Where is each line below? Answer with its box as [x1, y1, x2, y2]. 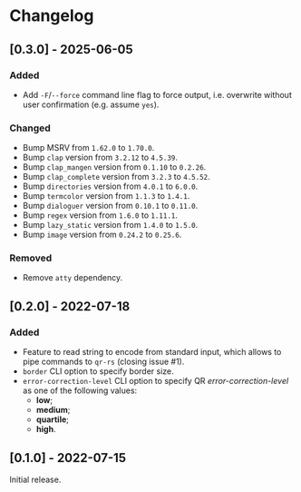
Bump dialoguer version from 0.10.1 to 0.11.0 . [22, 201, 199, 212]
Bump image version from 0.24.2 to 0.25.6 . [22, 229, 182, 241]
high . [35, 424, 56, 435]
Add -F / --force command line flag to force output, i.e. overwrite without [22, 89, 292, 100]
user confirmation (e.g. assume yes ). [22, 99, 160, 110]
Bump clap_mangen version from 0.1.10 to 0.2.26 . [22, 162, 207, 172]
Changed [9, 122, 52, 134]
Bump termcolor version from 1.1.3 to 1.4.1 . [22, 191, 190, 202]
